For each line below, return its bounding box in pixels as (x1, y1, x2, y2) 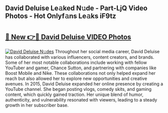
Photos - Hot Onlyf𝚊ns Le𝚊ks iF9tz (5, 12, 116, 21)
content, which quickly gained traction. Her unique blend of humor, (5, 91, 144, 97)
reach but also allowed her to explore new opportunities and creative (5, 75, 147, 81)
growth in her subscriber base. (5, 102, 69, 108)
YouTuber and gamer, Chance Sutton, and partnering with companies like (5, 65, 156, 71)
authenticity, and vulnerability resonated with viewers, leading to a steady (5, 97, 157, 102)
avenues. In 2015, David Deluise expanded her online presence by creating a (5, 81, 163, 87)
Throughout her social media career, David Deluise (55, 49, 160, 54)
